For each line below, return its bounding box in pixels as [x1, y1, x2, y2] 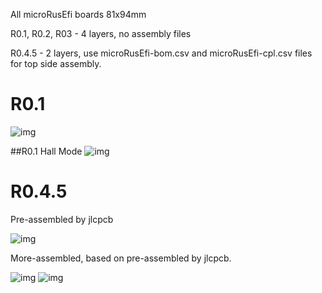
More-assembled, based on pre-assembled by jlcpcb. [10, 252, 232, 264]
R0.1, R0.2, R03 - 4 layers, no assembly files [10, 28, 192, 39]
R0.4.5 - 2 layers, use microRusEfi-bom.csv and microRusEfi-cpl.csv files [10, 47, 313, 59]
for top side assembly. [10, 58, 102, 69]
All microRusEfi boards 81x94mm [10, 9, 147, 20]
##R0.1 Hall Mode [10, 145, 83, 157]
